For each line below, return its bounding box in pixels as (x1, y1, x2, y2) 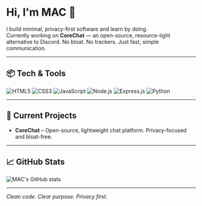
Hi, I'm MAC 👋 (6, 5, 76, 19)
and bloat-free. (14, 133, 53, 140)
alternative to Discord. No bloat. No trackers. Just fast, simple (6, 38, 159, 45)
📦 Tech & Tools (6, 69, 66, 79)
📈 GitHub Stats (6, 157, 65, 167)
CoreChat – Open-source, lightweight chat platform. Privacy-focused (14, 126, 187, 134)
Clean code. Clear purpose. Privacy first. (6, 193, 108, 201)
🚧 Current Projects (6, 111, 77, 121)
